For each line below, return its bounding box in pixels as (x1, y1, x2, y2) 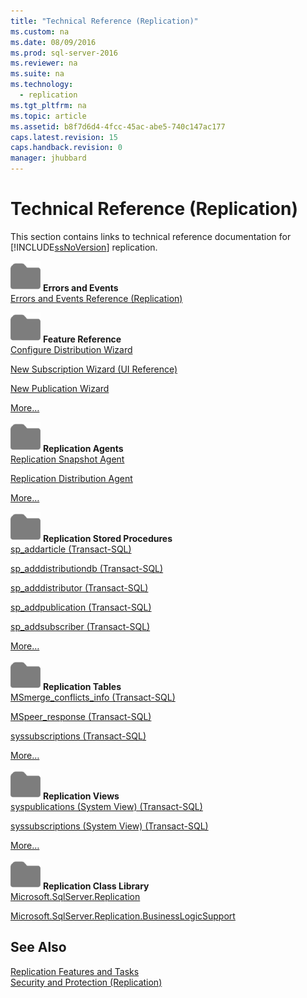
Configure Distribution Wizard (10, 343, 133, 355)
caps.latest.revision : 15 (10, 132, 118, 142)
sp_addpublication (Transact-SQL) (10, 601, 152, 613)
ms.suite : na (10, 69, 65, 79)
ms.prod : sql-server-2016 (10, 48, 118, 58)
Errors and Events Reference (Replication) (10, 292, 183, 304)
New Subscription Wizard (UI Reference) (10, 363, 178, 375)
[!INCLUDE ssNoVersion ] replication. (10, 241, 158, 253)
